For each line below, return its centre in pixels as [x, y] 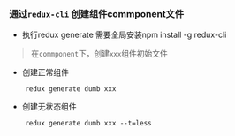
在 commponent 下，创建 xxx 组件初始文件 [99, 54]
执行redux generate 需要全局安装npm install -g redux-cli [124, 35]
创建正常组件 [45, 72]
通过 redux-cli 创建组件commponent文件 [97, 13]
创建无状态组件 [49, 107]
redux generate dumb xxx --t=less [88, 124]
